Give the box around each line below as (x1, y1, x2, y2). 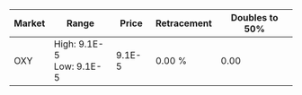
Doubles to (230, 12, 279, 23)
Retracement (155, 17, 213, 30)
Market (13, 17, 46, 30)
